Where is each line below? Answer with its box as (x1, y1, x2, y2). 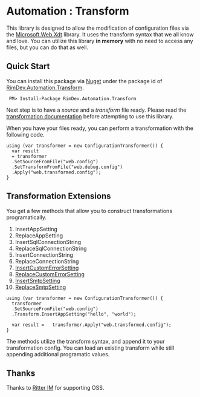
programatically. (6, 214, 47, 221)
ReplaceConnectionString (15, 257, 79, 265)
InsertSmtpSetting (15, 277, 60, 284)
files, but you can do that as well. (6, 44, 89, 51)
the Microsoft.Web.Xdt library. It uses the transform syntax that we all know (6, 30, 195, 38)
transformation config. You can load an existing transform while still (6, 344, 175, 351)
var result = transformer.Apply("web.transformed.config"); (11, 322, 172, 328)
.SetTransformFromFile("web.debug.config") (11, 164, 123, 170)
